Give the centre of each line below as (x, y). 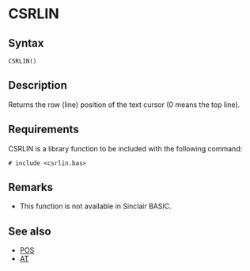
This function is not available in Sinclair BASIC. (95, 206)
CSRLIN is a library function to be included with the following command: (125, 148)
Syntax (26, 43)
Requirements (44, 130)
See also (30, 231)
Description (38, 85)
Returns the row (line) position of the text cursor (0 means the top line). (124, 105)
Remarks (31, 187)
